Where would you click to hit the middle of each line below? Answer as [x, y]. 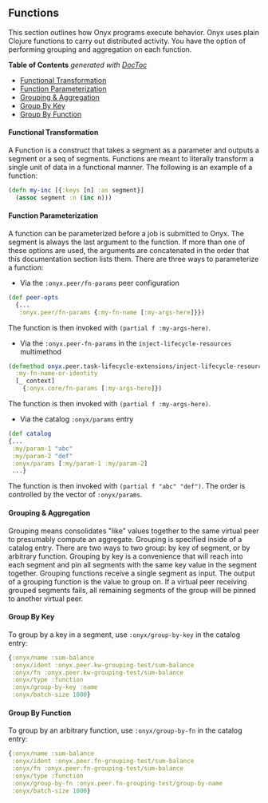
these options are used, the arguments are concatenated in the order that [129, 250]
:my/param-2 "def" [42, 456]
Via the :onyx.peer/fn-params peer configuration [99, 283]
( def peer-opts [33, 297]
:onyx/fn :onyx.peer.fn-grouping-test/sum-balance [97, 768]
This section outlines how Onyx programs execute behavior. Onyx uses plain [134, 32]
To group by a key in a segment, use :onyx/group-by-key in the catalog [124, 635]
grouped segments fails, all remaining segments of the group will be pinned [132, 590]
